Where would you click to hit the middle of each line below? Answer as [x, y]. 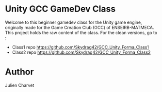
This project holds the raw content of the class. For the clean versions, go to [81, 32]
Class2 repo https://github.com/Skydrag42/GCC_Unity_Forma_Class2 [81, 52]
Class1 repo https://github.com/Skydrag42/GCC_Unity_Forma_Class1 [81, 47]
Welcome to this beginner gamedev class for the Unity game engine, [73, 22]
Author [19, 72]
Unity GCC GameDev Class [60, 9]
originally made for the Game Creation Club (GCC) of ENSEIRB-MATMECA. [80, 27]
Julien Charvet [20, 85]
